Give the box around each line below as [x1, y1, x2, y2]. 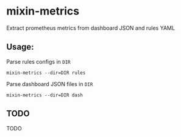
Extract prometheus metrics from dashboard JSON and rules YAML [6, 24, 176, 32]
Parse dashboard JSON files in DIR [6, 80, 93, 87]
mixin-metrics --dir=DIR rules [6, 70, 86, 76]
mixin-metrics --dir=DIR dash [6, 92, 83, 98]
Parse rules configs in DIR [6, 58, 71, 65]
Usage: [6, 42, 35, 52]
